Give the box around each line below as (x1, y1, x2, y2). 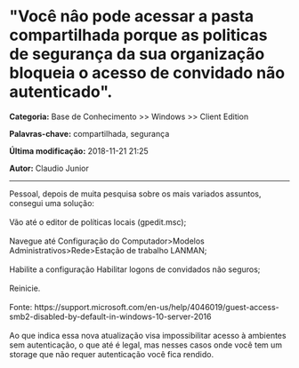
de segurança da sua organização (9, 44, 265, 64)
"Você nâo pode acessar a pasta (9, 6, 255, 27)
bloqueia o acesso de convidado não (9, 63, 286, 84)
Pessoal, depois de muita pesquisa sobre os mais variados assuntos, (9, 188, 262, 199)
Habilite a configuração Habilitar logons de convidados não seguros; (9, 264, 261, 275)
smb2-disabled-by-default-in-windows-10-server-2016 (9, 311, 212, 322)
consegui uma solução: (9, 197, 95, 208)
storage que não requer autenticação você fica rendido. (9, 348, 214, 359)
